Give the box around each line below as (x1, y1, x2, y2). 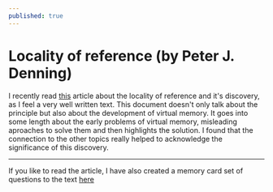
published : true (8, 11, 63, 20)
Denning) (8, 64, 73, 82)
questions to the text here (8, 174, 95, 184)
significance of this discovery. (8, 143, 110, 152)
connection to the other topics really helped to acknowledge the (8, 134, 223, 143)
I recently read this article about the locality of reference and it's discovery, (8, 91, 260, 100)
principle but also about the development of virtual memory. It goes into (8, 108, 249, 117)
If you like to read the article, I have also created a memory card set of (8, 165, 244, 175)
